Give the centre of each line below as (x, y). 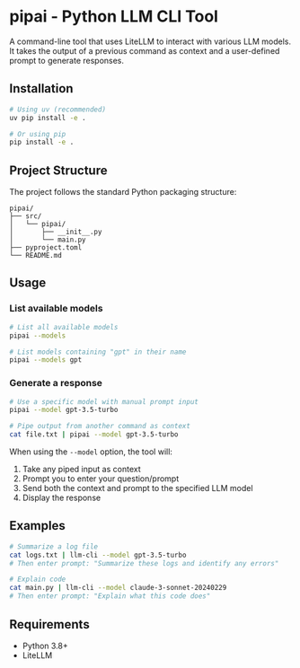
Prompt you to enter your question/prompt (101, 479)
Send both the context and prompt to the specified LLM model (137, 488)
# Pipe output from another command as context (100, 426)
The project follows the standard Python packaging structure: (123, 192)
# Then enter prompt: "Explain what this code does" (110, 596)
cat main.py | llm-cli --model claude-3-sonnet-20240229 (118, 588)
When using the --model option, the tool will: (91, 452)
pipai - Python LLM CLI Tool (114, 17)
